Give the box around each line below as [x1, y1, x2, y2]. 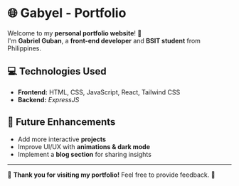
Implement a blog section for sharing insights [17, 150, 152, 158]
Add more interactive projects [17, 135, 107, 143]
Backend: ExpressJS [17, 95, 80, 104]
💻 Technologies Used [7, 65, 107, 77]
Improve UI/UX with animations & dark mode [17, 142, 151, 151]
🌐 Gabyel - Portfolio [7, 5, 127, 21]
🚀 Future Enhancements [7, 116, 116, 128]
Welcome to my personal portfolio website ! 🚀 [7, 28, 142, 37]
